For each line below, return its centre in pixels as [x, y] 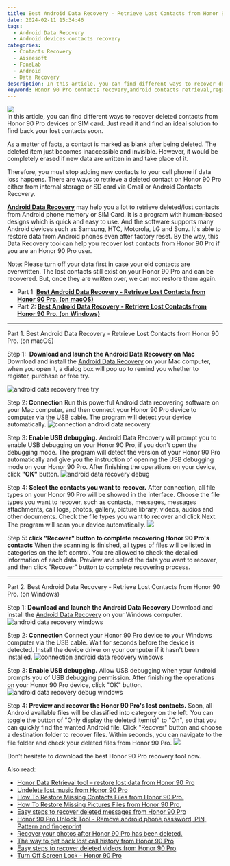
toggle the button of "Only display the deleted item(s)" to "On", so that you [112, 720]
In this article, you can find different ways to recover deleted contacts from [113, 117]
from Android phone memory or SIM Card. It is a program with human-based [115, 215]
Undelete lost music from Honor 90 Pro [72, 790]
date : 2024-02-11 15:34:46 [46, 20]
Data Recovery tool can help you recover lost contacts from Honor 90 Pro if [114, 243]
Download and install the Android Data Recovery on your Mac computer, [109, 361]
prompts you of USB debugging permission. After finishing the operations [111, 678]
